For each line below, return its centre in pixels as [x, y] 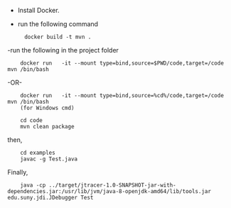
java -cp [33, 185]
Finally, [18, 172]
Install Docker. [38, 10]
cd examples [38, 153]
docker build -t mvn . [58, 37]
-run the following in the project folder [63, 50]
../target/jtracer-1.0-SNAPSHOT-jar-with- [112, 185]
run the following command [58, 24]
